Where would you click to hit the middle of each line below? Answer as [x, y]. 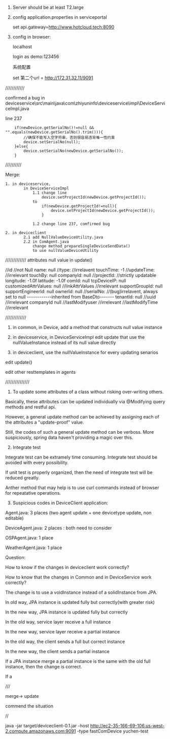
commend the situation [29, 706]
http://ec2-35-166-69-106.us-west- [127, 726]
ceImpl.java [17, 108]
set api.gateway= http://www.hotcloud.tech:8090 [63, 27]
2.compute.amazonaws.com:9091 [41, 731]
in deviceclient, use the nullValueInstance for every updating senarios [85, 352]
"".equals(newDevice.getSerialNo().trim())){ [54, 132]
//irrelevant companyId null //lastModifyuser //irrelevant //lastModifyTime [82, 302]
